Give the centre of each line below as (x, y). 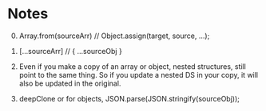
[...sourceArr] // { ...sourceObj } (71, 51)
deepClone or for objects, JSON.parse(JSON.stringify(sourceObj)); (129, 98)
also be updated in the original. (70, 83)
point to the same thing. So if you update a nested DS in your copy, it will (139, 75)
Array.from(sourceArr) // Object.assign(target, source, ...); (114, 36)
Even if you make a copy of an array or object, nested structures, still (133, 66)
